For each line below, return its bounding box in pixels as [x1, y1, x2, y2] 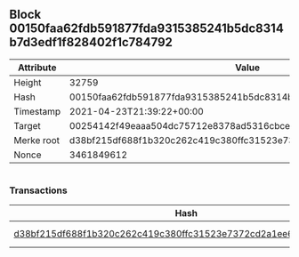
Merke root [13, 133, 61, 146]
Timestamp [13, 105, 61, 117]
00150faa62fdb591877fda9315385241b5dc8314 [9, 21, 285, 36]
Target [13, 119, 42, 132]
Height [13, 76, 42, 88]
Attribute [17, 61, 57, 74]
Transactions [9, 184, 69, 197]
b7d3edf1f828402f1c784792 [9, 35, 174, 50]
